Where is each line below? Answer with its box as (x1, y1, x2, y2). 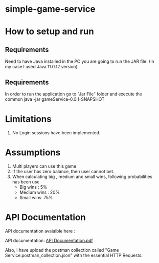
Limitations (5, 114, 52, 125)
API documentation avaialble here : (5, 228, 75, 234)
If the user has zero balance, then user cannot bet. (12, 168, 114, 174)
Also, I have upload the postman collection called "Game (5, 247, 119, 253)
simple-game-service (5, 3, 95, 15)
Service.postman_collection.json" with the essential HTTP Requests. (5, 252, 143, 258)
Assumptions (5, 147, 61, 158)
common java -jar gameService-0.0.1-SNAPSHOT (5, 96, 105, 102)
